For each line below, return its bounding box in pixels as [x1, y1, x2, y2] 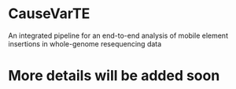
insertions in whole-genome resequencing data [8, 39, 162, 48]
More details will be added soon [8, 67, 220, 85]
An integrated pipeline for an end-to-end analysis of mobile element [8, 31, 228, 40]
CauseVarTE [8, 5, 90, 23]
